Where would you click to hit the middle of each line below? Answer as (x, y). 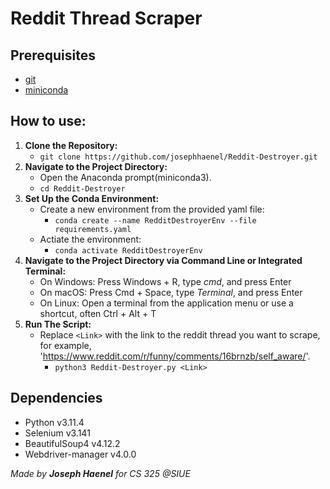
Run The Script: (58, 324)
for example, (65, 345)
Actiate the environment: (90, 239)
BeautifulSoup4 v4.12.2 (72, 443)
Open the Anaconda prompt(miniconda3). (125, 177)
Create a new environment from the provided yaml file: (152, 209)
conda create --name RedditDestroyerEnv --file (155, 220)
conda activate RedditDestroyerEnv (128, 250)
